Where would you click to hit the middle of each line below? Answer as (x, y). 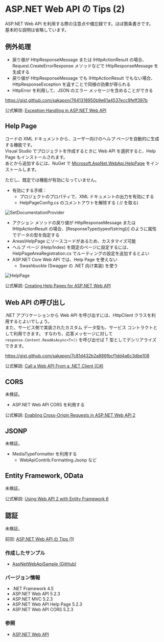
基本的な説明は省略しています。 (37, 30)
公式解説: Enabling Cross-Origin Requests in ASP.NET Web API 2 (70, 415)
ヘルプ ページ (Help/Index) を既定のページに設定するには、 (71, 247)
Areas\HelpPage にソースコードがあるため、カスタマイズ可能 (74, 241)
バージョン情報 (23, 578)
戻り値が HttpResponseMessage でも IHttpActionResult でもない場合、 (83, 78)
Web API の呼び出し (35, 302)
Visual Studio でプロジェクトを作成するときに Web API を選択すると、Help (81, 151)
